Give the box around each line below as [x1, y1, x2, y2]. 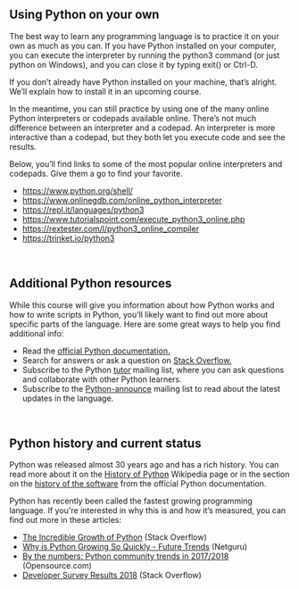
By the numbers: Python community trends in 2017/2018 [21, 551, 229, 561]
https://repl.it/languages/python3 [21, 204, 145, 215]
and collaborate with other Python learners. [21, 374, 183, 385]
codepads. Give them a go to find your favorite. [9, 168, 183, 178]
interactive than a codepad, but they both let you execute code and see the [9, 131, 286, 142]
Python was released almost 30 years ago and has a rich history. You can [9, 460, 279, 470]
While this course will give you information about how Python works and [9, 299, 275, 311]
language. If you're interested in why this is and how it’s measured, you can [9, 505, 287, 516]
